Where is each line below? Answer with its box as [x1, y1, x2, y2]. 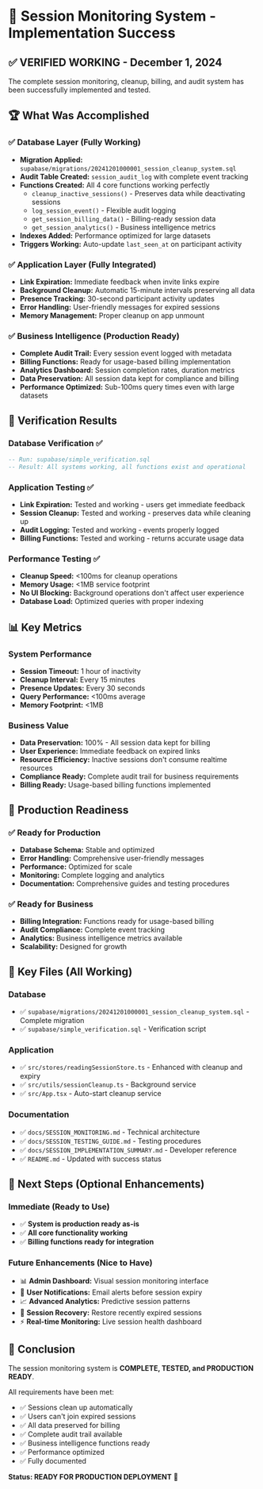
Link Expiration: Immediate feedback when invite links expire [19, 277, 220, 287]
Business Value [8, 720, 69, 731]
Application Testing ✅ [8, 482, 94, 493]
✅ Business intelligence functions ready [19, 1438, 151, 1448]
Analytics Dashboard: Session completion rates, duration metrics [19, 365, 235, 375]
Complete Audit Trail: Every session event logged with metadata [19, 348, 232, 358]
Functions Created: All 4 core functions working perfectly [19, 180, 210, 190]
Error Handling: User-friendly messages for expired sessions [19, 302, 220, 312]
